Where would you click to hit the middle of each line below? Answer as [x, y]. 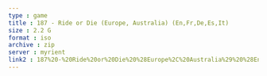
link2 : [21, 60]
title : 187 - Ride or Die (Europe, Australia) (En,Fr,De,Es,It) [118, 23]
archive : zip [32, 45]
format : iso [30, 38]
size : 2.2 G [30, 30]
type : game [28, 15]
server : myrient [37, 52]
